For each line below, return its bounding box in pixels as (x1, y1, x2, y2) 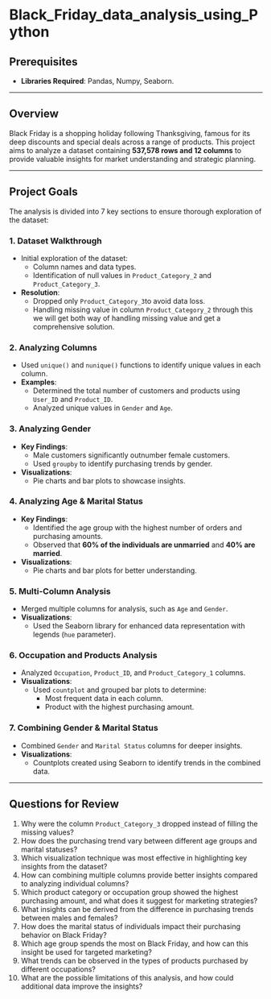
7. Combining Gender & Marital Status (9, 723, 159, 734)
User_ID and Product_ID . (32, 395, 113, 404)
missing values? (20, 827, 75, 837)
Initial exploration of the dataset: (20, 253, 128, 263)
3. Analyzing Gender (9, 423, 92, 434)
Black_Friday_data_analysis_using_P (9, 6, 258, 24)
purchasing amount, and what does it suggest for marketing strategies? (20, 896, 258, 906)
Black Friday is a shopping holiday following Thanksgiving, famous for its (9, 128, 251, 138)
